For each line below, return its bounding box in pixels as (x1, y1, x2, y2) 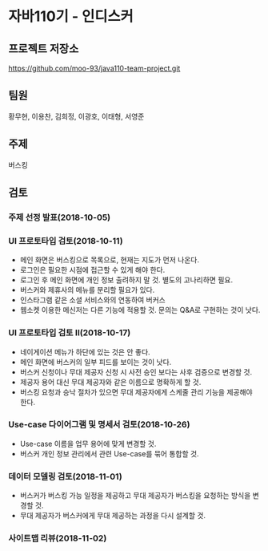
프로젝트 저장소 (8, 42, 79, 55)
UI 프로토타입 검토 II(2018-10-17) (8, 327, 131, 338)
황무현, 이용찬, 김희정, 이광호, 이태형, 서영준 (8, 111, 145, 121)
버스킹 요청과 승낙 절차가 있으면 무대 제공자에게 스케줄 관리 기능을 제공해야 (19, 387, 254, 397)
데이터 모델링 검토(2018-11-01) (8, 471, 122, 482)
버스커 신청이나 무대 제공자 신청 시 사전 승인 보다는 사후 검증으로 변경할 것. (19, 367, 253, 377)
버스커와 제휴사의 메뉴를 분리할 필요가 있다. (19, 286, 155, 295)
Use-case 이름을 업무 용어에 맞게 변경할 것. (19, 439, 157, 448)
